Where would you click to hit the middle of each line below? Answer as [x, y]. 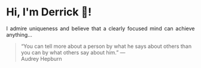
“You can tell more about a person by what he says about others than [106, 46]
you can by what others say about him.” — [73, 52]
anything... [19, 34]
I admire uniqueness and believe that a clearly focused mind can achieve [100, 28]
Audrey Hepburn [41, 59]
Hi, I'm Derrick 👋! [49, 12]
